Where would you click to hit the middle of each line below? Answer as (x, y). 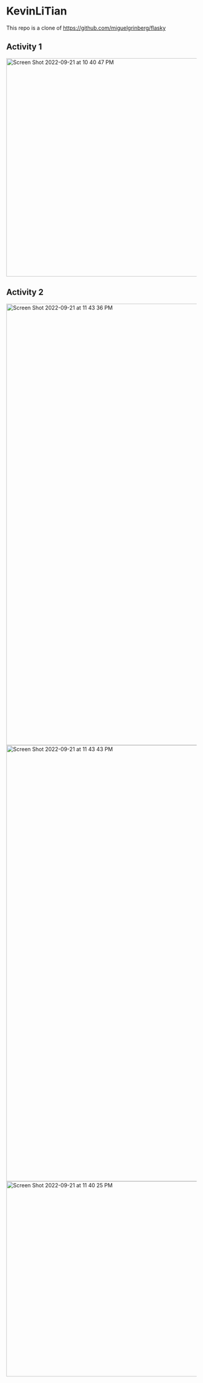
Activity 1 (24, 47)
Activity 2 (25, 292)
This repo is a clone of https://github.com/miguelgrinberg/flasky (86, 28)
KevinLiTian (37, 11)
